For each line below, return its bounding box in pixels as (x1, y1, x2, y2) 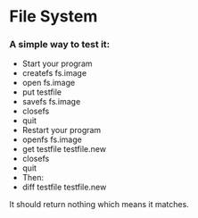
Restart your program (21, 125, 102, 136)
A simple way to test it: (9, 38, 111, 51)
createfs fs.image (21, 68, 87, 79)
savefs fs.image (21, 96, 81, 107)
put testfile (21, 87, 62, 97)
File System (9, 6, 98, 27)
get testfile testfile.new (21, 144, 107, 155)
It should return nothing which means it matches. (9, 199, 189, 210)
